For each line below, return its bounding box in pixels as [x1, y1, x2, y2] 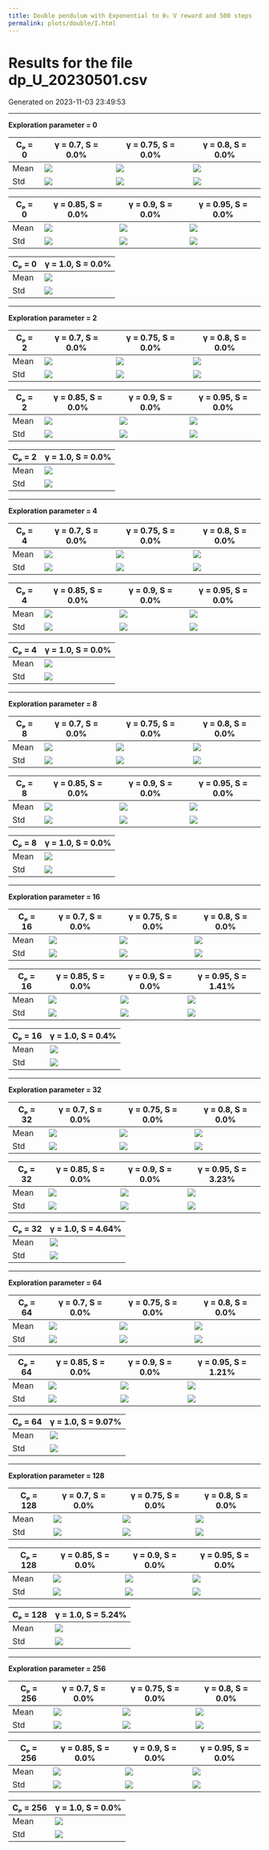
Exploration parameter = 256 [8, 1664, 106, 1674]
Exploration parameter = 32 [8, 1085, 102, 1095]
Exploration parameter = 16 [8, 892, 101, 902]
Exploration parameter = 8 [8, 699, 98, 709]
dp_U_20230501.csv [8, 71, 148, 89]
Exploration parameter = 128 [8, 1471, 105, 1480]
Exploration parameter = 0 [8, 120, 98, 130]
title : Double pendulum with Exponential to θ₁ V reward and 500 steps [8, 11, 252, 20]
